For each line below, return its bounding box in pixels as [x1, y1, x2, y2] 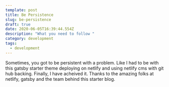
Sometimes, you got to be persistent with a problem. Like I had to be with [5, 59, 159, 66]
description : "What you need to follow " [5, 31, 95, 36]
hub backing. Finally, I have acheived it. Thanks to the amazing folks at [5, 70, 154, 77]
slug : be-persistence [5, 17, 52, 22]
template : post [5, 7, 38, 13]
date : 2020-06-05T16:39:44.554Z [5, 27, 74, 32]
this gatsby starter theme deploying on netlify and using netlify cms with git [5, 65, 164, 71]
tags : [5, 41, 17, 46]
